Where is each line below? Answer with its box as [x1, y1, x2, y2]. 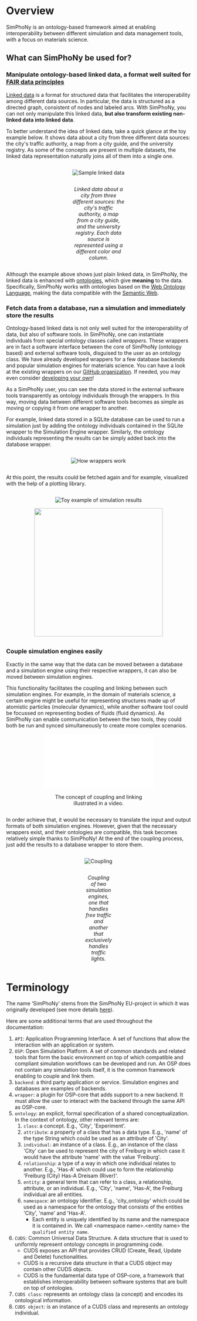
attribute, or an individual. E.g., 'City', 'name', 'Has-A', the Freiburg [23, 1185, 183, 1192]
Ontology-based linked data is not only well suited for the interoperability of [6, 324, 189, 331]
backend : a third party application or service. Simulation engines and [14, 1079, 179, 1086]
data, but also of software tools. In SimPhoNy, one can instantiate [6, 330, 164, 338]
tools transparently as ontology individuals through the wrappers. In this [6, 392, 180, 399]
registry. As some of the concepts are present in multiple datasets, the [6, 146, 176, 153]
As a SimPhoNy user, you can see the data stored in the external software [6, 385, 185, 392]
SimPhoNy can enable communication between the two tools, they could [6, 716, 182, 723]
